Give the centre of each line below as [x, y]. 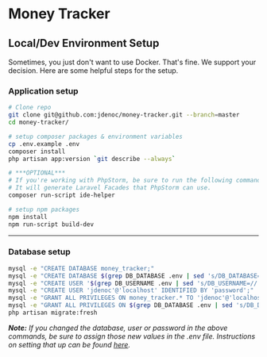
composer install [37, 152]
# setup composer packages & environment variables [95, 136]
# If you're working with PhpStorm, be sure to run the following [120, 180]
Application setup [43, 90]
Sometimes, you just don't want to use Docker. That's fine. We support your [132, 62]
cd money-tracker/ [39, 123]
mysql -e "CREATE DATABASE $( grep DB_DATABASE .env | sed [106, 276]
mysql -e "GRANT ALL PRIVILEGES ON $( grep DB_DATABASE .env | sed [120, 305]
